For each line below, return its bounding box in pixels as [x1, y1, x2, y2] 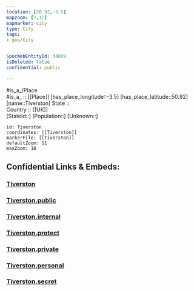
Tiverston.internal [6, 212, 61, 221]
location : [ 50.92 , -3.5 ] [6, 8, 67, 15]
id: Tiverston [6, 124, 42, 130]
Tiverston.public [6, 196, 56, 204]
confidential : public [6, 64, 61, 70]
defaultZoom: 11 [6, 140, 47, 146]
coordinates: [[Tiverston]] [6, 129, 78, 135]
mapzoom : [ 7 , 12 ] [6, 15, 47, 21]
